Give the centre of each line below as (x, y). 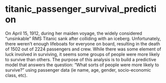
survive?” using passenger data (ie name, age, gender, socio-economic (78, 70)
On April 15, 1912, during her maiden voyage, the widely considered (74, 33)
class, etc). (16, 75)
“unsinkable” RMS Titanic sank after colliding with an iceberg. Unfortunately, (83, 39)
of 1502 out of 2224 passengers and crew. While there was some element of (83, 49)
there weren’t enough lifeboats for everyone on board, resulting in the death (83, 43)
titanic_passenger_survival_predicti (81, 9)
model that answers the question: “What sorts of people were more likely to (82, 65)
